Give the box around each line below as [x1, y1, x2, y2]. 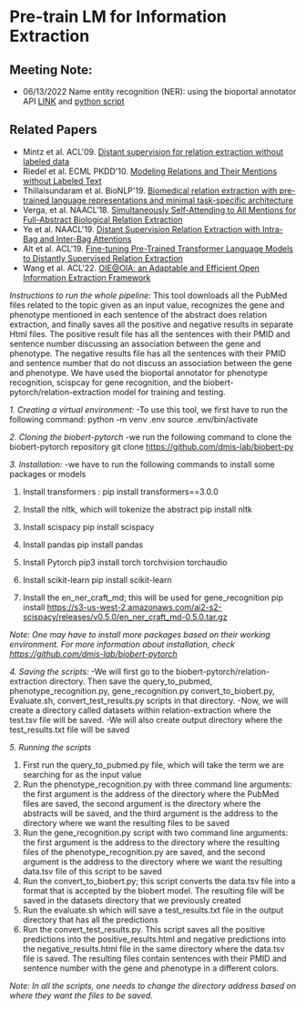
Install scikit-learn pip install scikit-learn [22, 574, 172, 585]
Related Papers [9, 122, 97, 138]
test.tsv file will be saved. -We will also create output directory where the [9, 714, 283, 725]
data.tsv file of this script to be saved [22, 865, 162, 876]
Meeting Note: [9, 62, 93, 77]
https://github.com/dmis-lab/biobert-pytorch [9, 648, 178, 659]
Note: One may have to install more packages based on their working [9, 628, 270, 639]
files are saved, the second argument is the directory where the [22, 798, 261, 809]
